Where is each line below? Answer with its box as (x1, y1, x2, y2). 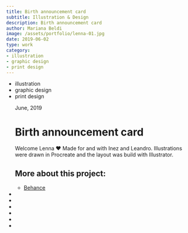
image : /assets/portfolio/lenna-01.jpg (6, 31, 105, 37)
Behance (23, 184, 46, 191)
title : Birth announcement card (6, 8, 86, 15)
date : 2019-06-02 (6, 36, 49, 42)
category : (6, 48, 31, 53)
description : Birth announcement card (6, 20, 102, 26)
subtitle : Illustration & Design (6, 14, 89, 20)
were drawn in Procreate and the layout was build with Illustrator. (14, 151, 174, 158)
